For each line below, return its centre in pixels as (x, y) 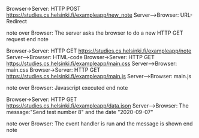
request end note (28, 39)
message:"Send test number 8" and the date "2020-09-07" (80, 112)
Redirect (16, 21)
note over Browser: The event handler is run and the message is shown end (99, 124)
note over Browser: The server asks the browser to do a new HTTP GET (95, 33)
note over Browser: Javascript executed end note (67, 88)
